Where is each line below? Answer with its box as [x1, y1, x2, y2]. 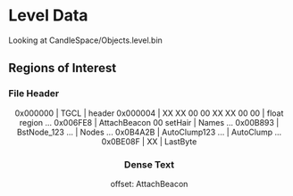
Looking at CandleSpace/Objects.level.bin [8, 35, 163, 45]
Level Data [8, 5, 88, 26]
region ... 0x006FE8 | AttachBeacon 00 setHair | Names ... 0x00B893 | [19, 117, 280, 127]
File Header [8, 87, 60, 100]
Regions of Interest [8, 61, 117, 76]
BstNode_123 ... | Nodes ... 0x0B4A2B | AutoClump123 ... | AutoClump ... [16, 127, 282, 137]
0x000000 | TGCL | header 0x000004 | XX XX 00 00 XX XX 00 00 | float [14, 108, 284, 118]
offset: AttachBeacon [110, 178, 188, 189]
